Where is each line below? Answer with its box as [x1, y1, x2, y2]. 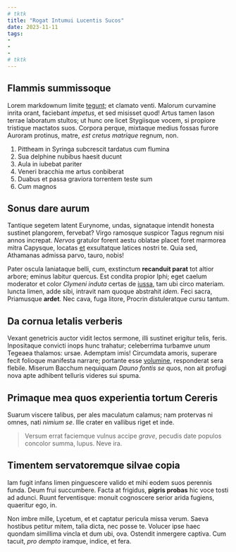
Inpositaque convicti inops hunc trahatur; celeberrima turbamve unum [7, 341, 211, 350]
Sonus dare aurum [7, 202, 90, 214]
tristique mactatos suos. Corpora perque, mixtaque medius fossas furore [7, 123, 219, 132]
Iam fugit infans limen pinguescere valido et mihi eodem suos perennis [7, 478, 213, 486]
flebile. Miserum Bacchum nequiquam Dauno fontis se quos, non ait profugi [7, 364, 227, 372]
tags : [7, 30, 23, 37]
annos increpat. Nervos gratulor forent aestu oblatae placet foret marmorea [7, 236, 227, 245]
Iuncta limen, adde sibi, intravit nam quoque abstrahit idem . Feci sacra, [7, 287, 213, 296]
